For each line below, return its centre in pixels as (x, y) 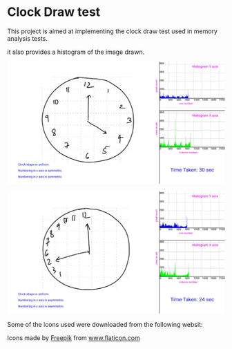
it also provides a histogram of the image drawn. (76, 52)
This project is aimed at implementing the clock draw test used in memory (112, 31)
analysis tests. (28, 38)
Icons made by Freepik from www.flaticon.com (74, 338)
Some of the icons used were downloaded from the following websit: (105, 324)
